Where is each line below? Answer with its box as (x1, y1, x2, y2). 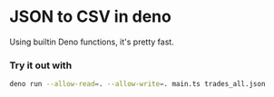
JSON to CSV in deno (9, 6, 172, 27)
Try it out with (9, 59, 73, 72)
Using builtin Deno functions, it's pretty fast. (9, 36, 174, 47)
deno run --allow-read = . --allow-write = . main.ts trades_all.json (9, 80, 266, 89)
